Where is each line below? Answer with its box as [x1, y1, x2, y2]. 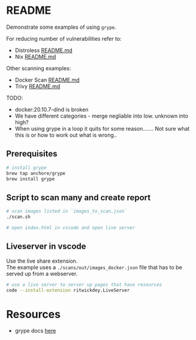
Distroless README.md [14, 46, 73, 54]
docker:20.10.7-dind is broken [14, 106, 89, 113]
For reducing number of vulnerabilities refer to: [6, 35, 122, 42]
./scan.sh [6, 214, 31, 220]
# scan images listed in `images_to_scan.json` [6, 208, 128, 215]
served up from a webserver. [6, 270, 78, 277]
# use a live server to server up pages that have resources [6, 281, 162, 288]
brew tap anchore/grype [6, 170, 66, 176]
